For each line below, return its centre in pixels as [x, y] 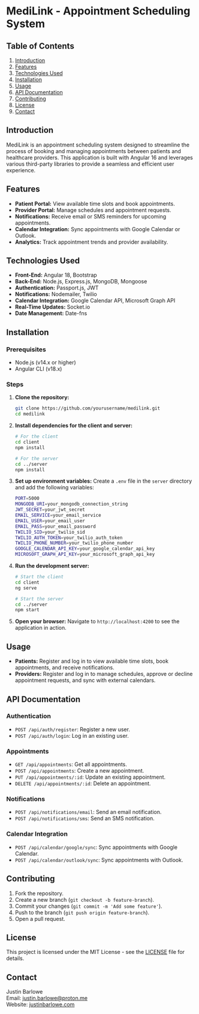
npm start [27, 610]
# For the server [37, 458]
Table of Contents [40, 46]
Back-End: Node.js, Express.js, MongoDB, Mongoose [81, 282]
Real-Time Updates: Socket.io [52, 307]
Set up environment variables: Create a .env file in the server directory [103, 481]
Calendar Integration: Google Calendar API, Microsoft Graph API [95, 301]
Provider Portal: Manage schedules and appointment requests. [93, 210]
